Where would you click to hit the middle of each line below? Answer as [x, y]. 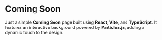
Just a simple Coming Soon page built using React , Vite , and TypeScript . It [81, 22]
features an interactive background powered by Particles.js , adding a [75, 27]
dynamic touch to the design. [34, 32]
